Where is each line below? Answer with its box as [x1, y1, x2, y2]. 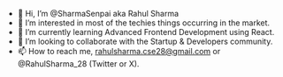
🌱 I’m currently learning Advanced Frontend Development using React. [17, 27, 275, 37]
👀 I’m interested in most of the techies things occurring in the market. [17, 17, 271, 28]
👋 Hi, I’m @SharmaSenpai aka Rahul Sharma [17, 9, 180, 18]
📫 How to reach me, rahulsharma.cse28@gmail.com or [17, 46, 221, 56]
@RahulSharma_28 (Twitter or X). [17, 59, 140, 69]
